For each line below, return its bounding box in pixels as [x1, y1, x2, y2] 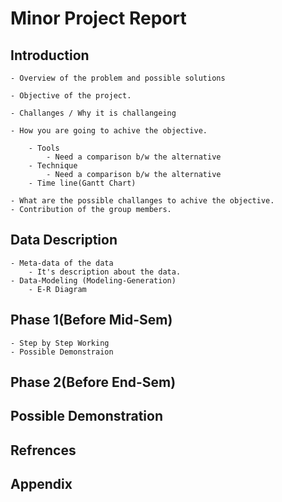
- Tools [28, 143, 60, 153]
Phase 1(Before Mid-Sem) [10, 312, 173, 329]
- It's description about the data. [28, 267, 182, 277]
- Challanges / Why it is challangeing [10, 108, 177, 118]
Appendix [10, 476, 73, 493]
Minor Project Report [10, 7, 187, 30]
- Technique [28, 161, 78, 171]
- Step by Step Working [10, 338, 110, 348]
